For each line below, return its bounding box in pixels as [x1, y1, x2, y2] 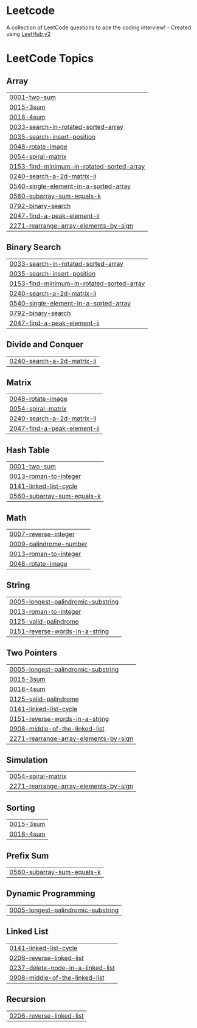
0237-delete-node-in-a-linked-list [9, 964, 116, 972]
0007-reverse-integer [9, 530, 75, 538]
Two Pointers [6, 648, 58, 658]
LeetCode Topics [6, 52, 94, 66]
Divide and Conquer [6, 339, 84, 350]
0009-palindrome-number [9, 540, 88, 548]
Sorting [6, 802, 35, 813]
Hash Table [6, 445, 50, 455]
